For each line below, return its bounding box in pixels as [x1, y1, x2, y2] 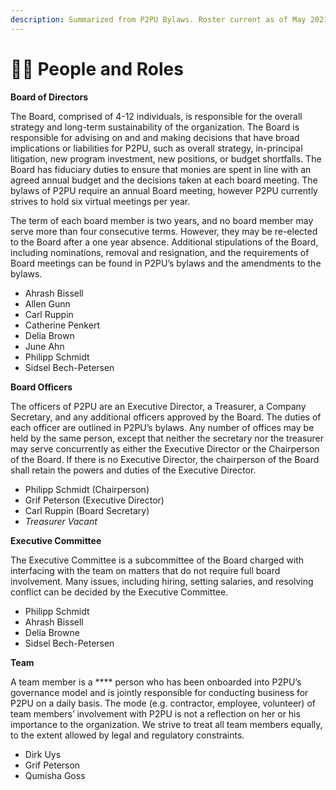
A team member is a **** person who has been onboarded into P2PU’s [10, 676, 302, 688]
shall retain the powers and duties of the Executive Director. [10, 464, 257, 476]
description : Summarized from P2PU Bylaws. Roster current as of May [10, 14, 307, 25]
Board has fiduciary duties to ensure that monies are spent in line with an [10, 163, 312, 175]
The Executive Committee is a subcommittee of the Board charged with [10, 554, 305, 566]
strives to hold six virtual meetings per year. [10, 195, 191, 207]
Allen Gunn [24, 297, 71, 310]
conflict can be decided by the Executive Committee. [10, 586, 229, 598]
